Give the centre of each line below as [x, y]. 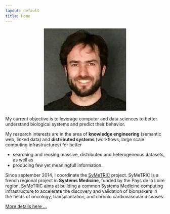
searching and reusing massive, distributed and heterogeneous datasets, [89, 154]
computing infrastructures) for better [44, 145]
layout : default [22, 11]
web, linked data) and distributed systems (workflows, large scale [75, 139]
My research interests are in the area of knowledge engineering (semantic [83, 134]
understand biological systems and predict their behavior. [65, 124]
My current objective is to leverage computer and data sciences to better [81, 118]
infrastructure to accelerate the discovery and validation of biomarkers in [81, 191]
